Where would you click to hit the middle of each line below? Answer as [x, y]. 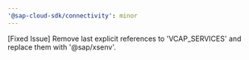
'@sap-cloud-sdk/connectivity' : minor [73, 16]
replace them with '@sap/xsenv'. [62, 47]
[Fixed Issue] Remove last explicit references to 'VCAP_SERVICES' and [124, 38]
